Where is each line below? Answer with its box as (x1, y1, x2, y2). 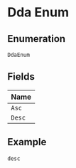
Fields (7, 70, 36, 83)
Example (7, 136, 47, 148)
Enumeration (7, 33, 66, 45)
